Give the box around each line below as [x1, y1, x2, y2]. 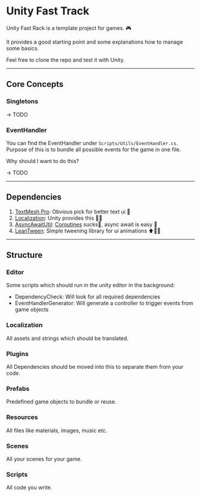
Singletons [6, 97, 39, 106]
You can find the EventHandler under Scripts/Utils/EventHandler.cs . [6, 139, 178, 146]
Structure [6, 250, 43, 260]
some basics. [6, 44, 39, 52]
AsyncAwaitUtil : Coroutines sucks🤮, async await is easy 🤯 [14, 221, 157, 228]
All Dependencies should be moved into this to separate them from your [6, 363, 184, 371]
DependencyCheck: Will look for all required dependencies [14, 293, 160, 300]
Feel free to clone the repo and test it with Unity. [6, 56, 125, 64]
